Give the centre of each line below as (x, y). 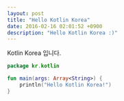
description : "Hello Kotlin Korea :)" (62, 33)
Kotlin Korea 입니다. (34, 53)
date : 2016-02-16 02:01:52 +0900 (55, 26)
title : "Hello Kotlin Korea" (49, 20)
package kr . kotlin (33, 66)
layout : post (26, 13)
